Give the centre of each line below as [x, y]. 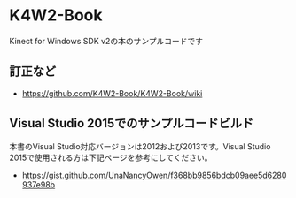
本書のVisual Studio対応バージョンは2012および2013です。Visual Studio [140, 146]
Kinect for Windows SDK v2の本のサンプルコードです [106, 41]
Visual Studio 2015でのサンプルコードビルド [132, 123]
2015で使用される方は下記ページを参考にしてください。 [111, 157]
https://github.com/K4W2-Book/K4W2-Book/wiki [112, 93]
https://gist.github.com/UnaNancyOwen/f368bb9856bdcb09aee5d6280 [154, 175]
